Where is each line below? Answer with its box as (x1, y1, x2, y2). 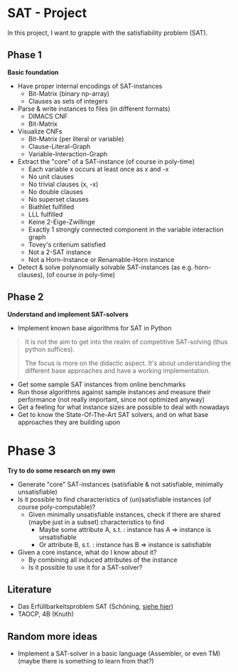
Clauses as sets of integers (28, 97, 108, 105)
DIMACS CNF (28, 112, 68, 120)
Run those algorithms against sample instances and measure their (17, 387, 211, 396)
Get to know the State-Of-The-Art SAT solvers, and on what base (17, 410, 209, 418)
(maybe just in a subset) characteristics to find (28, 517, 165, 526)
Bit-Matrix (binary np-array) (28, 89, 110, 97)
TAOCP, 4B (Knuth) (17, 609, 75, 619)
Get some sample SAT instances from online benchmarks (17, 380, 186, 389)
